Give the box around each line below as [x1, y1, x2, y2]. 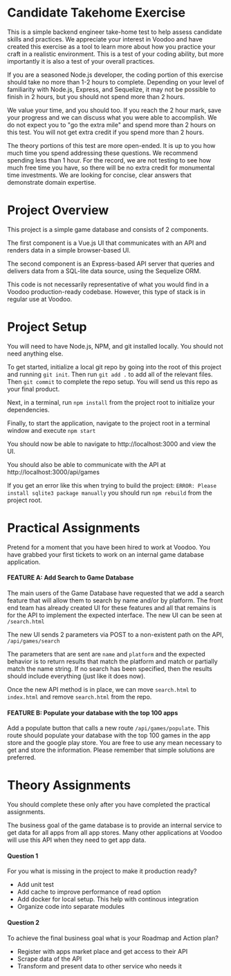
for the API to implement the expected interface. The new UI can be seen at [7, 611, 223, 619]
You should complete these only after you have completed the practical [7, 800, 211, 809]
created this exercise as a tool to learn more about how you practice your [7, 42, 216, 50]
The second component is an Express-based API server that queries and [7, 259, 215, 268]
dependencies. [7, 405, 50, 414]
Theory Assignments [7, 777, 131, 793]
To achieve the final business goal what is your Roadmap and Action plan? [7, 934, 219, 942]
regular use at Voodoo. [7, 295, 73, 303]
